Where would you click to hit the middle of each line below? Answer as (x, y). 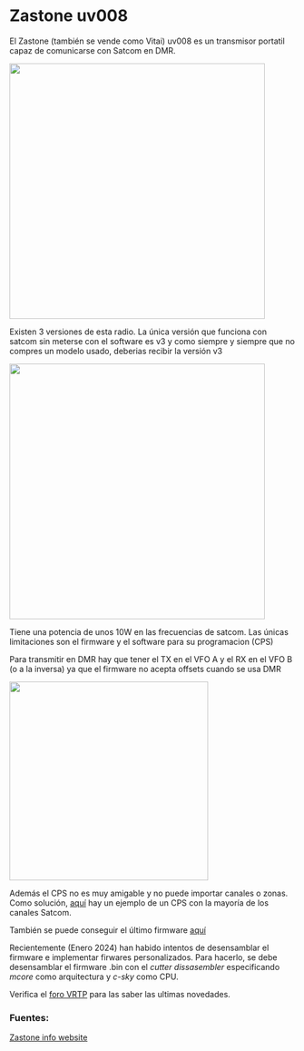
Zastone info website (49, 1037)
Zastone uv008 (69, 16)
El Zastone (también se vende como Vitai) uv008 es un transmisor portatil (147, 41)
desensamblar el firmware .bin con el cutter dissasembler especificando (145, 967)
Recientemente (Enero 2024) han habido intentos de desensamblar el (139, 947)
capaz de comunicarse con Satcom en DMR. (93, 50)
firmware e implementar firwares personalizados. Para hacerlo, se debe (143, 957)
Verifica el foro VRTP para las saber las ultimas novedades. (120, 994)
